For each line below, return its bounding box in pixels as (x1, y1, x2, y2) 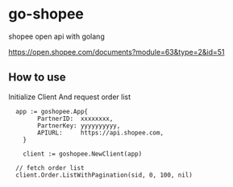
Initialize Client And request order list (8, 92, 131, 102)
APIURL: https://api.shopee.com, (37, 128, 164, 137)
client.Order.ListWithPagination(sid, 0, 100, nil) (15, 171, 193, 179)
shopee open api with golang (8, 31, 105, 41)
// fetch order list (15, 164, 85, 172)
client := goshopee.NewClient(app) (23, 150, 143, 158)
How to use (8, 70, 66, 85)
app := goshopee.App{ (15, 107, 89, 115)
